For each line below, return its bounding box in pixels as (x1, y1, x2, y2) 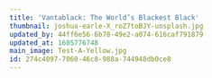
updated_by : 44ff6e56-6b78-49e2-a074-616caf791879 (9, 30, 204, 39)
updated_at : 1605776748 (9, 38, 99, 48)
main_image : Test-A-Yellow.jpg (9, 47, 127, 56)
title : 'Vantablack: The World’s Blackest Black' (9, 13, 200, 22)
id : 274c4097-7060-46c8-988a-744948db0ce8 (9, 55, 171, 64)
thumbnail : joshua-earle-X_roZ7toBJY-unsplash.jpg (9, 22, 204, 30)
